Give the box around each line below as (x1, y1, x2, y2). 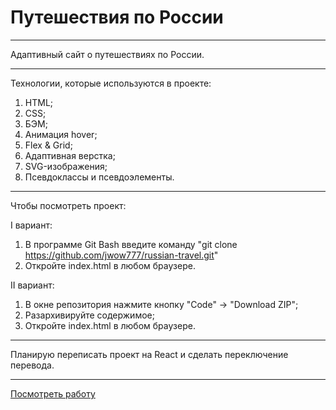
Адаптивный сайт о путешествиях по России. (10, 48, 205, 60)
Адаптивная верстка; (24, 149, 116, 161)
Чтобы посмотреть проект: (10, 199, 127, 211)
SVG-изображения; (24, 160, 108, 172)
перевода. (10, 359, 55, 371)
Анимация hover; (24, 128, 98, 140)
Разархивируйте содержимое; (24, 309, 155, 321)
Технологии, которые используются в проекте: (10, 77, 212, 89)
